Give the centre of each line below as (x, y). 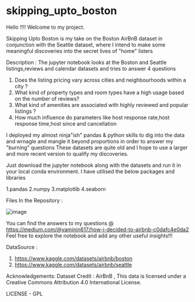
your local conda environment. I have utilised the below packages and (90, 171)
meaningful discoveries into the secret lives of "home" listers (80, 51)
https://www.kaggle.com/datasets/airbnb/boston (73, 258)
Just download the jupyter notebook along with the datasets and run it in (94, 165)
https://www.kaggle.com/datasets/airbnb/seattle (73, 264)
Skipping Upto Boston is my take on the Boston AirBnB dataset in (84, 38)
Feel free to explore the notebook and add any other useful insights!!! (89, 236)
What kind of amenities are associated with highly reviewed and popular (101, 105)
